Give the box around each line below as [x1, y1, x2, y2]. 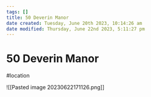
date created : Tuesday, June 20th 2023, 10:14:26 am [6, 20, 143, 26]
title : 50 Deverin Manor [6, 15, 69, 21]
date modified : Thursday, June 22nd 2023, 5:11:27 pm [6, 25, 146, 32]
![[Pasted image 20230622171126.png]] [6, 84, 105, 91]
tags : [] [6, 8, 29, 15]
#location [6, 72, 30, 79]
